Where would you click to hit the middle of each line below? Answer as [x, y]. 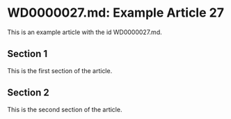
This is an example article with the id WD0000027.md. [85, 32]
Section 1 [27, 54]
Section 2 [29, 93]
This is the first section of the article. [60, 70]
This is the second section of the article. [65, 109]
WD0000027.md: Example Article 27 [116, 13]
